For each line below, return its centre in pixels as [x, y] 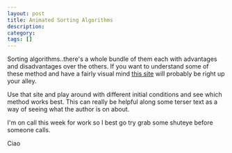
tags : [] [20, 39]
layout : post [26, 13]
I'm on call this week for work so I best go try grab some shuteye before [110, 123]
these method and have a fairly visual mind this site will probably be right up [116, 74]
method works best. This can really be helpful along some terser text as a [112, 102]
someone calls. [29, 130]
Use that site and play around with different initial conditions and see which [115, 95]
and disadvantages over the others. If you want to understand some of [108, 66]
